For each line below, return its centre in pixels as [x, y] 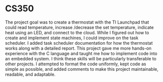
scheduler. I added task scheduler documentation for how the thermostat [79, 43]
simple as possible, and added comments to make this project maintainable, [82, 69]
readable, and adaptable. [30, 74]
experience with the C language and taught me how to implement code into [81, 53]
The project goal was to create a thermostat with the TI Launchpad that [77, 22]
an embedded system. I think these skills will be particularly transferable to [81, 58]
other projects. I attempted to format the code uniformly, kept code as [76, 64]
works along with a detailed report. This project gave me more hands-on [78, 48]
